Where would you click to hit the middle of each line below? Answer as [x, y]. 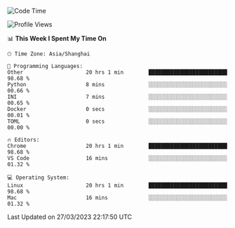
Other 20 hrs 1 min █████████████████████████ [117, 72]
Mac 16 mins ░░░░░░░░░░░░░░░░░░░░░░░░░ [117, 198]
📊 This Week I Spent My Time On [57, 38]
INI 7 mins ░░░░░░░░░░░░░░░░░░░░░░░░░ [117, 97]
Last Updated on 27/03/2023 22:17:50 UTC [69, 217]
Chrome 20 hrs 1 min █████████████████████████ [117, 146]
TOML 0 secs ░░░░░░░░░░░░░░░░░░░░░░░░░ [117, 121]
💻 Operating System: [39, 177]
